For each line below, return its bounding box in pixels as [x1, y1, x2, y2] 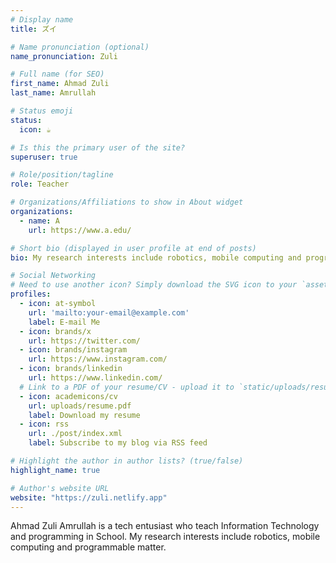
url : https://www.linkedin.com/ [28, 373, 163, 383]
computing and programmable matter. [10, 541, 167, 553]
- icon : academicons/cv [19, 391, 118, 401]
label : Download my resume [28, 410, 141, 420]
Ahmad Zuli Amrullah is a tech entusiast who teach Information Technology [10, 520, 320, 532]
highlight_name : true [10, 465, 101, 475]
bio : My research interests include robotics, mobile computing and [10, 252, 302, 263]
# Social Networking [10, 271, 97, 281]
